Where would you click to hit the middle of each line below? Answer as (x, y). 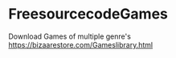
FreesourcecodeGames (88, 14)
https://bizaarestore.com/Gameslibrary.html (81, 44)
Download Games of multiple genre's (70, 36)
